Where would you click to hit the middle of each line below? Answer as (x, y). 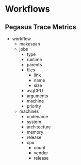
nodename (37, 116)
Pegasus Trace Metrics (41, 27)
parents (34, 65)
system (34, 122)
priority (34, 106)
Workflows (27, 9)
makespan (30, 44)
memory (35, 132)
